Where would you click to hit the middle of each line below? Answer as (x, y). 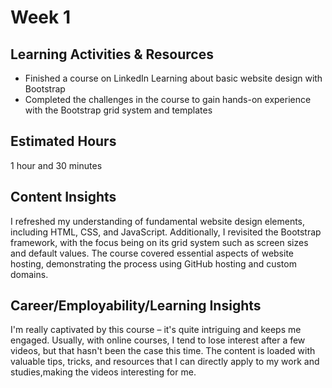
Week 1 (40, 17)
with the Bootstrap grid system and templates (118, 110)
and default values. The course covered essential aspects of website (152, 253)
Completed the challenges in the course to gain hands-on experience (168, 99)
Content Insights (63, 197)
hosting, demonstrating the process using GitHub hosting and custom (153, 263)
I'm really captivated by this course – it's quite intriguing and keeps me (156, 330)
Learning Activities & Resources (112, 54)
